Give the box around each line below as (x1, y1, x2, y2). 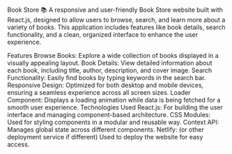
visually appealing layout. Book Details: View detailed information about (7, 59, 212, 67)
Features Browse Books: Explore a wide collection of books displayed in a (7, 52, 219, 59)
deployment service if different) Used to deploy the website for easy (7, 133, 203, 141)
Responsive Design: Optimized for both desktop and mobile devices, (7, 81, 204, 89)
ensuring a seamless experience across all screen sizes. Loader (7, 88, 191, 96)
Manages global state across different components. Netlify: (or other (7, 125, 204, 134)
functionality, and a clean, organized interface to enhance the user (7, 31, 199, 38)
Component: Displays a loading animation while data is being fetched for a (7, 96, 221, 104)
